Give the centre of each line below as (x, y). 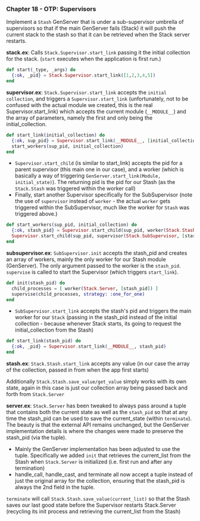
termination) (30, 468)
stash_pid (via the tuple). (36, 437)
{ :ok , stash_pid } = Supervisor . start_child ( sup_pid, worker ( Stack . (97, 231)
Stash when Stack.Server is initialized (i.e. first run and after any (93, 462)
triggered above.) (36, 214)
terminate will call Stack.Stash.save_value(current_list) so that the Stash (98, 499)
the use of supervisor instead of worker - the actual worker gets (93, 201)
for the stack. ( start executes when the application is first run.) (84, 59)
